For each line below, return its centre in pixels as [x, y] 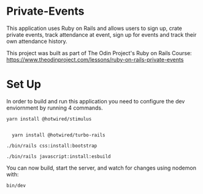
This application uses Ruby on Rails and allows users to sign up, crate [94, 28]
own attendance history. [37, 41]
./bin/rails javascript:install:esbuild [59, 156]
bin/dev [16, 185]
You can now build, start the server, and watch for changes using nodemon [101, 168]
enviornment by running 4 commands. [55, 108]
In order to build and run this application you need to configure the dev [96, 101]
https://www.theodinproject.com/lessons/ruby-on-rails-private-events [95, 59]
